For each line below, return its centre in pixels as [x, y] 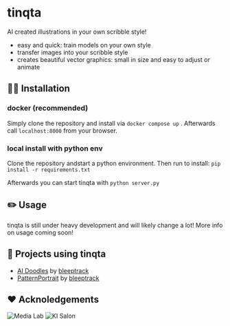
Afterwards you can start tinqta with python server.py [83, 182]
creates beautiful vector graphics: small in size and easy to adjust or [114, 59]
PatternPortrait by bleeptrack [58, 278]
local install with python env [55, 148]
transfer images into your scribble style [72, 52]
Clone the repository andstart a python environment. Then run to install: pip [114, 163]
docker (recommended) [48, 108]
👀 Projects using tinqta [57, 254]
